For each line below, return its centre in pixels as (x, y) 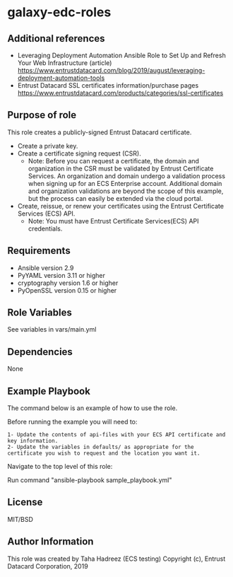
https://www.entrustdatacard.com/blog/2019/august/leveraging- (111, 70)
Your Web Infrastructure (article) (65, 63)
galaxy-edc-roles (59, 12)
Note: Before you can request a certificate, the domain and (114, 161)
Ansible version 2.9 (46, 268)
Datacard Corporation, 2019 (48, 566)
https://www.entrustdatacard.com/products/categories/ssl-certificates (120, 93)
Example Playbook (49, 391)
